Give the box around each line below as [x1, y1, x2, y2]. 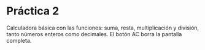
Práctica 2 [6, 4, 60, 18]
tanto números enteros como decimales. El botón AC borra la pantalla [6, 30, 182, 37]
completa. [6, 37, 32, 44]
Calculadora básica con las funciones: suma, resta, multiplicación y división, [6, 24, 199, 31]
